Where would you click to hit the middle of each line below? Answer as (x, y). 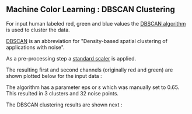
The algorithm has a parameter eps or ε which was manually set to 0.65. (93, 87)
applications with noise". (36, 47)
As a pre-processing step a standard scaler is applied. (71, 58)
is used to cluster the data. (38, 30)
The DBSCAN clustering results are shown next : (64, 105)
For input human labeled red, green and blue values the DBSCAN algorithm (96, 23)
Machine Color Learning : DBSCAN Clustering (90, 10)
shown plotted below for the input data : (54, 76)
